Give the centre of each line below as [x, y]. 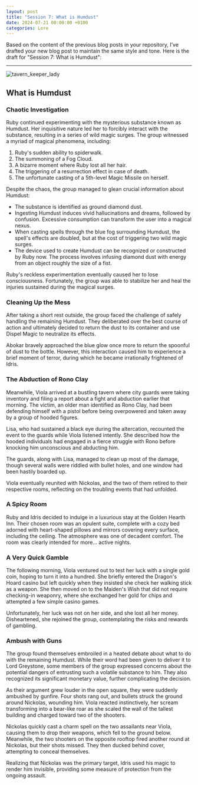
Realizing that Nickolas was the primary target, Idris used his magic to [91, 763]
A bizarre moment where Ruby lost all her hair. [71, 165]
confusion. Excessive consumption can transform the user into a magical [103, 219]
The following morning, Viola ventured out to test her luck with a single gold [98, 570]
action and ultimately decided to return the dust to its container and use [93, 328]
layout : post [22, 11]
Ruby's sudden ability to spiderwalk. [59, 152]
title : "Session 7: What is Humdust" [52, 17]
